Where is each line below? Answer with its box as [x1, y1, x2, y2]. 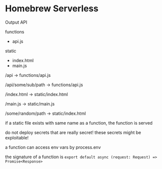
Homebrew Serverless [5, 3, 98, 14]
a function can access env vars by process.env [5, 144, 101, 150]
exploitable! [5, 135, 29, 140]
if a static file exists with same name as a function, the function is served [5, 120, 153, 126]
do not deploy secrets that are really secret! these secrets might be [5, 129, 141, 135]
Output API [5, 19, 28, 25]
